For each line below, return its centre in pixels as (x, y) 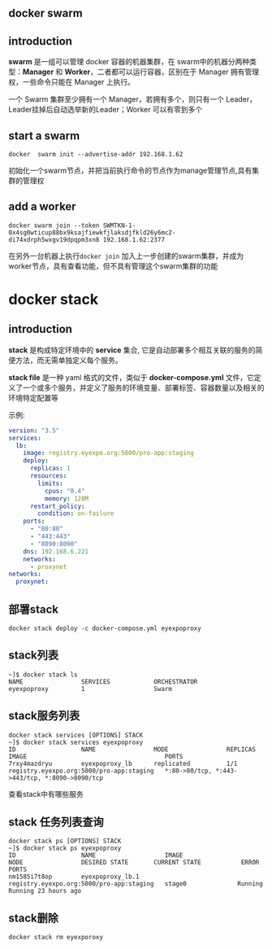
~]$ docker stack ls (43, 675)
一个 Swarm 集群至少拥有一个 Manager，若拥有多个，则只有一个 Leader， (133, 99)
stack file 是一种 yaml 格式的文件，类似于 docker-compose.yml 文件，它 (131, 377)
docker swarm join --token (54, 225)
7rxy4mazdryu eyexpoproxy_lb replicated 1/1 (123, 763)
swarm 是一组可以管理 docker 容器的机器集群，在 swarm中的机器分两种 (129, 62)
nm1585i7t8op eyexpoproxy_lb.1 (74, 877)
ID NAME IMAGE (96, 855)
